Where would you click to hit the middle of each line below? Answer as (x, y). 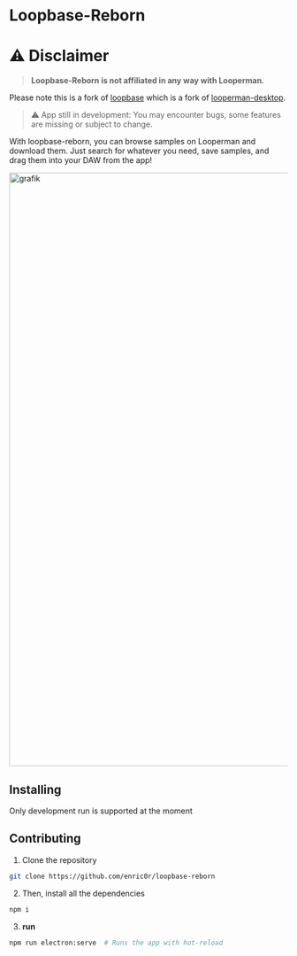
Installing (35, 789)
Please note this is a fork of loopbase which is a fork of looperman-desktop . (148, 97)
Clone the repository (59, 859)
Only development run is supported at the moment (101, 811)
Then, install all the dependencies (84, 893)
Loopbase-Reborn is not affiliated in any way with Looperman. (148, 81)
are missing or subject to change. (91, 124)
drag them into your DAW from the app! (81, 160)
